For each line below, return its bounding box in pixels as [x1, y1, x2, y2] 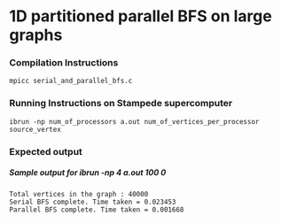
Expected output [9, 145, 82, 158]
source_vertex [9, 125, 62, 134]
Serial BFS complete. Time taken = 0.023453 [9, 197, 176, 206]
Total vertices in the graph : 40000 [9, 189, 149, 198]
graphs [9, 25, 63, 45]
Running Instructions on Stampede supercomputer [9, 97, 233, 110]
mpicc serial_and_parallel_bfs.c [9, 77, 133, 86]
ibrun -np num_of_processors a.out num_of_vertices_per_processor [9, 117, 260, 126]
